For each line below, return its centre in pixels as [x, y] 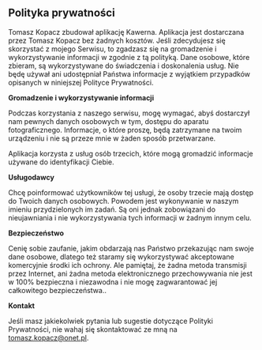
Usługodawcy [32, 177]
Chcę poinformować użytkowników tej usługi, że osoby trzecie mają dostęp [131, 192]
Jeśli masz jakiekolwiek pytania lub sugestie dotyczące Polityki [110, 321]
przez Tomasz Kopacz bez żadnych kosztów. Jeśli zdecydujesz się [117, 40]
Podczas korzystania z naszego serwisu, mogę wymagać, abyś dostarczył [129, 113]
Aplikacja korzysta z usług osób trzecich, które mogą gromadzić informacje [131, 153]
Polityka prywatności [62, 13]
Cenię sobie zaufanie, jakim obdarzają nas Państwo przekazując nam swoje [131, 248]
